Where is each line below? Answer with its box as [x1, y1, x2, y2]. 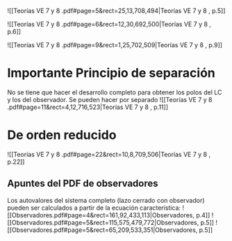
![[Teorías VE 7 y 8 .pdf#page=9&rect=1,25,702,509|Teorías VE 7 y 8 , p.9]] [7, 41, 223, 49]
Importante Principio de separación [7, 65, 215, 81]
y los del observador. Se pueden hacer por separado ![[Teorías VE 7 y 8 [7, 95, 213, 103]
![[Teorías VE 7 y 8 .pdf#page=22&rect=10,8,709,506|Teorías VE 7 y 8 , [7, 150, 210, 158]
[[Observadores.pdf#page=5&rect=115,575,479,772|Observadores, [7, 218, 199, 226]
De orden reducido [7, 127, 117, 143]
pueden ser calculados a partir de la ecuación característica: [7, 203, 181, 212]
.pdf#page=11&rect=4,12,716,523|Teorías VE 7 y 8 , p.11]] [7, 103, 169, 111]
